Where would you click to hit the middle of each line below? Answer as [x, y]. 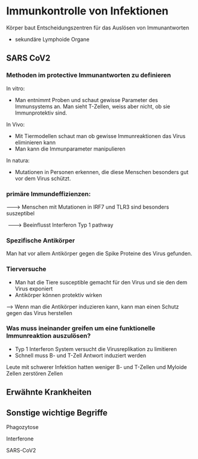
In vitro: [16, 88]
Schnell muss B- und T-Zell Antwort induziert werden [80, 355]
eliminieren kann [35, 142]
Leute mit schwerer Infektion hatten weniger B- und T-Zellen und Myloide [97, 367]
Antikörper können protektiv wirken [58, 295]
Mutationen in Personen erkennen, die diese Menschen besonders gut [102, 172]
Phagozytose [22, 427]
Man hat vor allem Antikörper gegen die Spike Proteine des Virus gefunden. [99, 254]
